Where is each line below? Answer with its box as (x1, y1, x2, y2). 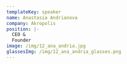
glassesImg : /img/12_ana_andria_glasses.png (6, 49, 122, 55)
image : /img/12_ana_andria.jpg (6, 43, 86, 49)
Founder (12, 37, 32, 43)
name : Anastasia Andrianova (6, 15, 78, 21)
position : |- (6, 26, 40, 32)
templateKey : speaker (6, 9, 62, 15)
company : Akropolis (6, 20, 56, 26)
